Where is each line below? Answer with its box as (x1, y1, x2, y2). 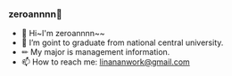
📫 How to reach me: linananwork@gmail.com (21, 57, 191, 67)
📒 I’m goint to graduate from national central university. (21, 37, 224, 48)
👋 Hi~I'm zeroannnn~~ (21, 28, 105, 39)
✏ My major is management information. (21, 47, 170, 57)
